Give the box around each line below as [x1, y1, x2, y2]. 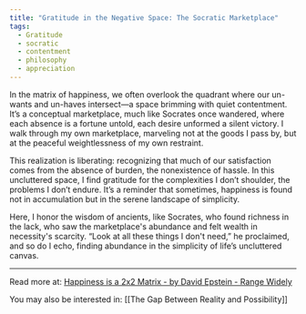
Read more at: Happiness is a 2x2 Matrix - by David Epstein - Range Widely [9, 276, 293, 287]
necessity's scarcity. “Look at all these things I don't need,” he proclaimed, [9, 230, 290, 241]
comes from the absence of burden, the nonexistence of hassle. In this [9, 165, 275, 176]
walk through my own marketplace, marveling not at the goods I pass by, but [9, 127, 297, 138]
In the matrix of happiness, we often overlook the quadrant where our [9, 88, 270, 100]
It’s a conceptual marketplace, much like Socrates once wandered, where [9, 108, 285, 119]
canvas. [9, 249, 39, 260]
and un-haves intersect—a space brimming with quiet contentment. [34, 98, 288, 109]
